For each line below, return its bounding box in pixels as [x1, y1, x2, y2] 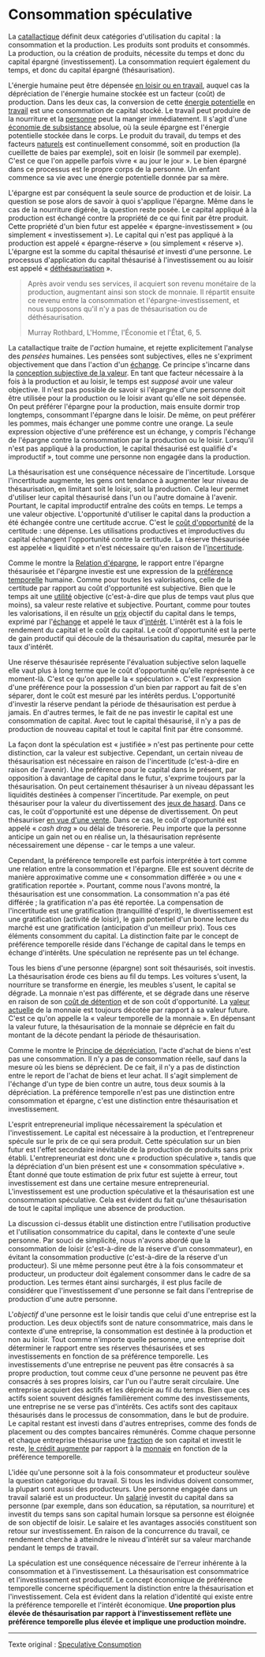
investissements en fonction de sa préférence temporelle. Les [8, 1351, 209, 1361]
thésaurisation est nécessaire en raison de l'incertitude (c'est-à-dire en [8, 756, 239, 766]
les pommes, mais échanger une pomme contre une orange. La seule [8, 418, 234, 428]
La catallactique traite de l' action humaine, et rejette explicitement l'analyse [8, 343, 254, 352]
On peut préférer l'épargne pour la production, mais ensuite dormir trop [8, 401, 241, 411]
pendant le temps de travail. [8, 1543, 99, 1552]
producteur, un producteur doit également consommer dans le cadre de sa [8, 1269, 251, 1278]
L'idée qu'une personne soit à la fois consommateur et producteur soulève [8, 1467, 250, 1477]
